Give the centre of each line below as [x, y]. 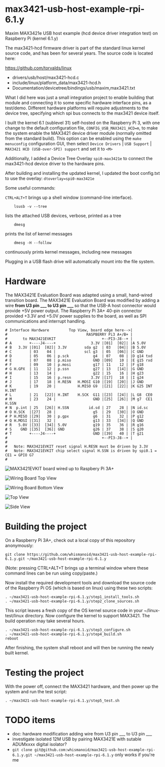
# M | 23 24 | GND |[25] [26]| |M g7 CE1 [79, 399]
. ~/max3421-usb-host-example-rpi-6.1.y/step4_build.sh [63, 634]
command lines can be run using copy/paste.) [52, 573]
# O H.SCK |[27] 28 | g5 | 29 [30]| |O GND [74, 412]
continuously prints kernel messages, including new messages [69, 252]
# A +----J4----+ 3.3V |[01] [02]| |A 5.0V [76, 343]
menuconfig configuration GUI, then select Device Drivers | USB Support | [78, 143]
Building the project [46, 527]
